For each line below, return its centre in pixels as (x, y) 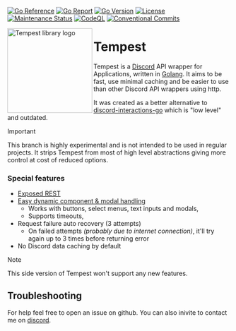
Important (22, 131)
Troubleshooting (45, 295)
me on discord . (29, 320)
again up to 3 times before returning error (89, 239)
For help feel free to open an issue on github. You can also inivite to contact (117, 313)
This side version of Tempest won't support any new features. (98, 273)
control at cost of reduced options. (58, 160)
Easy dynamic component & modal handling (82, 201)
